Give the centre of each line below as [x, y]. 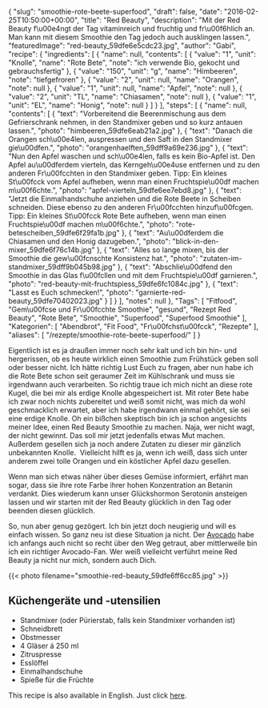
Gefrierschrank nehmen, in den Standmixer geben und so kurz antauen [126, 122]
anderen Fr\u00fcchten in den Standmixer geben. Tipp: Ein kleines [118, 173]
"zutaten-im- [221, 258]
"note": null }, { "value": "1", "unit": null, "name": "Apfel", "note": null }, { [125, 88]
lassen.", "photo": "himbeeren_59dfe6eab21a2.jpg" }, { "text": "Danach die [131, 131]
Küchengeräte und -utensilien [85, 601]
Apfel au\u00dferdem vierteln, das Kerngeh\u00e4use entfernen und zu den [134, 165]
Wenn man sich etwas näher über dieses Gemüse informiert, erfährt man [128, 477]
